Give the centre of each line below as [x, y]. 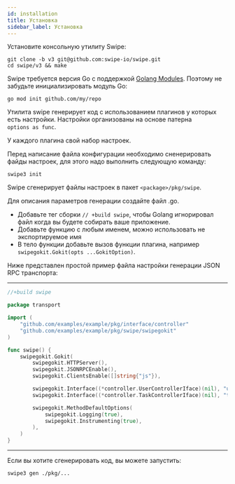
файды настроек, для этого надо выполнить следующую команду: [107, 161]
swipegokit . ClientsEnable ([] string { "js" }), [97, 376]
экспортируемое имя [49, 237]
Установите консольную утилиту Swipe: [67, 47]
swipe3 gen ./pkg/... [39, 473]
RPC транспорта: [33, 273]
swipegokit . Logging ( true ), [84, 415]
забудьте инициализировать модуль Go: [67, 86]
